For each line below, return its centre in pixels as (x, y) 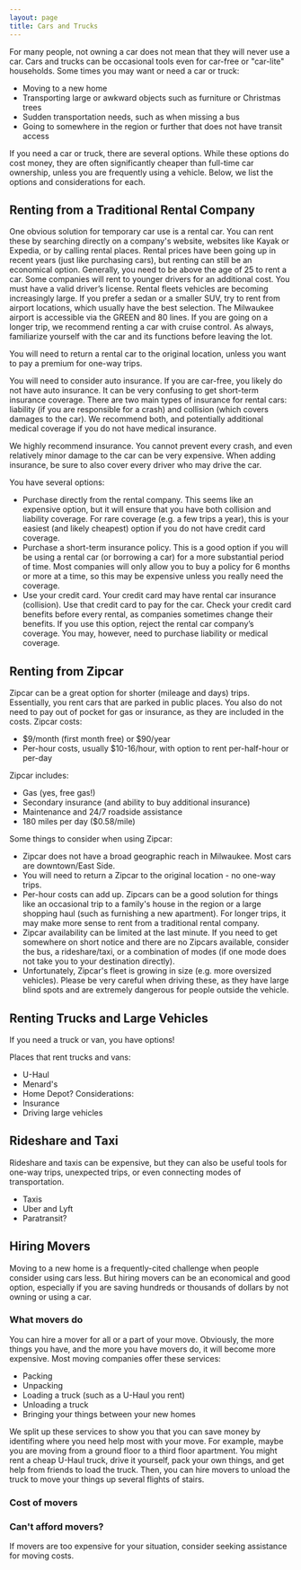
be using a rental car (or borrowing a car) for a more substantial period (153, 557)
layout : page (34, 18)
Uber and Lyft (48, 1208)
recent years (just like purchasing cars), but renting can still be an (131, 260)
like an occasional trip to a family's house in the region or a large (142, 904)
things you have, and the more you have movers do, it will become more (143, 1349)
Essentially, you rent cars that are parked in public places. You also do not (146, 702)
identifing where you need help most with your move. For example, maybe (146, 1441)
